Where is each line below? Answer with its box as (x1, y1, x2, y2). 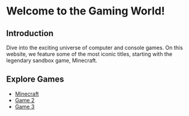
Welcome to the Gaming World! (6, 4, 165, 18)
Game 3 (14, 103, 35, 110)
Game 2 (14, 96, 35, 103)
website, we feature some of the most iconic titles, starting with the (6, 50, 173, 58)
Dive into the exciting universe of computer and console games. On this (6, 44, 183, 51)
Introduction (6, 28, 54, 38)
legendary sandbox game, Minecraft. (6, 57, 98, 64)
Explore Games (6, 74, 64, 85)
